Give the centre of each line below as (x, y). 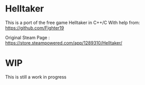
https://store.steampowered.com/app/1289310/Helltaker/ (64, 42)
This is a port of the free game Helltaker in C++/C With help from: (72, 22)
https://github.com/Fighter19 (34, 27)
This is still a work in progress (36, 77)
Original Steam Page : (27, 37)
